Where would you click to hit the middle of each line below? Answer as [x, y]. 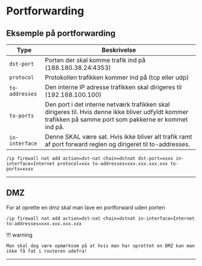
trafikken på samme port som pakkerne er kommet [116, 119]
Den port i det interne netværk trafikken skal [107, 104]
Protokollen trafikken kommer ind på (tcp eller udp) [117, 77]
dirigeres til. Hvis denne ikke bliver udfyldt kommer [117, 112]
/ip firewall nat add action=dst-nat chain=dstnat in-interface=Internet [101, 218]
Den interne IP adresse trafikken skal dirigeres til [113, 87]
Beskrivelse [119, 50]
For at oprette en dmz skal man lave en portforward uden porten [86, 207]
